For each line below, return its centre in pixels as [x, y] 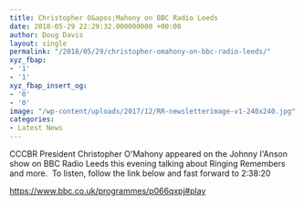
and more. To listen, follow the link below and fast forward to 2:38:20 [140, 173]
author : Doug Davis [47, 35]
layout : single [38, 43]
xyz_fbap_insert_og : [49, 86]
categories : [32, 119]
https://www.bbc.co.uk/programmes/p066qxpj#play [108, 191]
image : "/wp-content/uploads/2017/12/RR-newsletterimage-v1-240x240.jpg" [153, 111]
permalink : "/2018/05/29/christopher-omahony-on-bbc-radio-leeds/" [141, 52]
